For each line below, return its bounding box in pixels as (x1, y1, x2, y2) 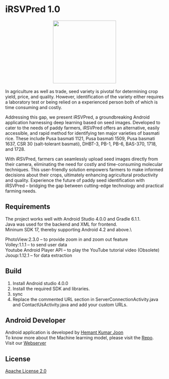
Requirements (5, 203, 50, 211)
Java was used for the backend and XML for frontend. (5, 221, 117, 227)
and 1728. (5, 146, 26, 152)
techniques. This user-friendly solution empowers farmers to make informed (5, 166, 163, 172)
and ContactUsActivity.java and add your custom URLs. (12, 302, 128, 308)
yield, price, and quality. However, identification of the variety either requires (5, 93, 164, 100)
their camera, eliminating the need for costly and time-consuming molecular (5, 161, 162, 167)
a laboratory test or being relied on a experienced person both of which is (5, 99, 158, 105)
